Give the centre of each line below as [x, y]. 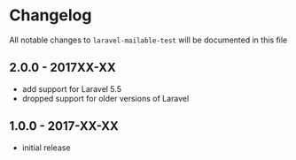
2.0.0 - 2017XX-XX [63, 68]
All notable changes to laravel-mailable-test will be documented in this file [148, 40]
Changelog [51, 15]
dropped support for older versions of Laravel [105, 98]
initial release [46, 148]
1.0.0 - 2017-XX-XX [64, 126]
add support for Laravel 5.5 [72, 88]
